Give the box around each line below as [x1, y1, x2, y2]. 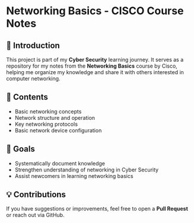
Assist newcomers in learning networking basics [14, 172, 133, 179]
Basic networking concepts [14, 108, 82, 115]
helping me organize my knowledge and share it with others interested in [6, 69, 184, 75]
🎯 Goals [6, 144, 36, 154]
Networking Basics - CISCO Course [6, 4, 184, 18]
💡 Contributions [6, 190, 66, 200]
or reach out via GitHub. [6, 212, 65, 219]
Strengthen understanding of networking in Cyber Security [14, 166, 159, 173]
